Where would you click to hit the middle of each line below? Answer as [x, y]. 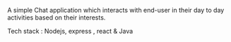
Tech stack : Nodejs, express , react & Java [70, 31]
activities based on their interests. [57, 17]
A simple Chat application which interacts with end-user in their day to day [116, 10]
